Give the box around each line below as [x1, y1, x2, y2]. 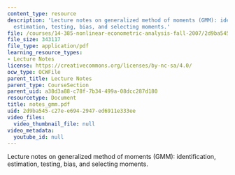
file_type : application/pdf [7, 43, 90, 50]
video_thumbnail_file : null [13, 120, 96, 128]
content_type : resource [7, 10, 77, 17]
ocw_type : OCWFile [7, 68, 61, 75]
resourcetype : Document [7, 95, 77, 102]
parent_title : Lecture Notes [7, 75, 92, 82]
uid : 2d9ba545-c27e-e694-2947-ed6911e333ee [7, 107, 136, 114]
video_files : [7, 114, 45, 121]
